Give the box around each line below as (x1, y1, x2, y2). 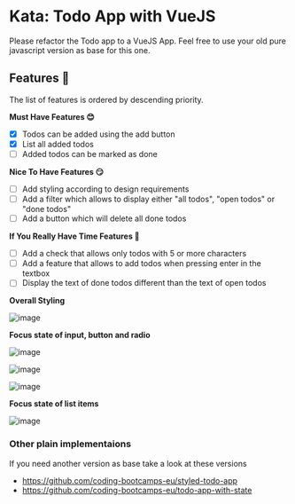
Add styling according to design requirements (21, 184, 190, 194)
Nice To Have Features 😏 (9, 166, 105, 177)
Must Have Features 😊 (9, 111, 95, 122)
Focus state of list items (9, 398, 99, 409)
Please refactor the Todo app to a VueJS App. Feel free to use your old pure (9, 35, 286, 46)
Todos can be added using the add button (21, 129, 175, 139)
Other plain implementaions (9, 437, 131, 450)
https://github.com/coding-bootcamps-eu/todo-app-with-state (21, 484, 252, 495)
